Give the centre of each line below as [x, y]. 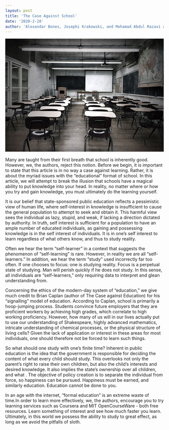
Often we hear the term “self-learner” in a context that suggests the [75, 249]
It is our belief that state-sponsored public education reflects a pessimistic [82, 201]
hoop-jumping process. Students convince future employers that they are [81, 306]
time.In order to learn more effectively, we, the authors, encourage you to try [84, 401]
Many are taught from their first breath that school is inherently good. [77, 160]
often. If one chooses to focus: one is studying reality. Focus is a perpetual [82, 265]
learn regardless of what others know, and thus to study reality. [71, 239]
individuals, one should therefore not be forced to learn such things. [76, 339]
